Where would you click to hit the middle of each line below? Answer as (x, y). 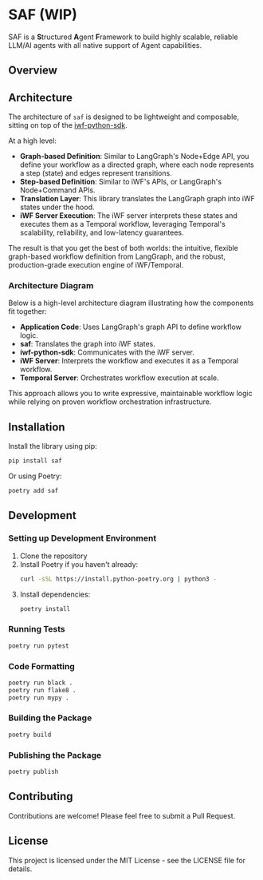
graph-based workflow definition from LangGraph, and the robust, (117, 256)
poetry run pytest (39, 646)
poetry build (30, 735)
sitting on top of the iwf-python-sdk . (68, 125)
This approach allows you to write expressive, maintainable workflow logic (130, 394)
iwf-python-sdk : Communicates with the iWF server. (107, 352)
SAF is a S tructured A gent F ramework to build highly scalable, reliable (123, 37)
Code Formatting (42, 666)
